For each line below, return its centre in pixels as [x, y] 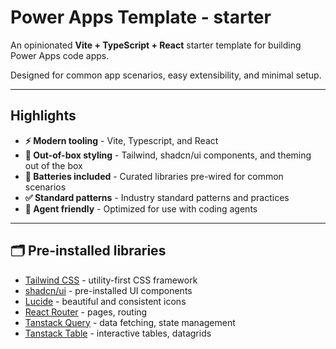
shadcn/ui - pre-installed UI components [108, 290]
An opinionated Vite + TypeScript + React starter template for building [156, 45]
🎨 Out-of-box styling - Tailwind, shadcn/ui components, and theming [168, 155]
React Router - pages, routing [86, 312]
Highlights [43, 116]
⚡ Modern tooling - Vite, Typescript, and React [121, 140]
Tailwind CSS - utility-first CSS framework [111, 280]
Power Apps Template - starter [141, 17]
